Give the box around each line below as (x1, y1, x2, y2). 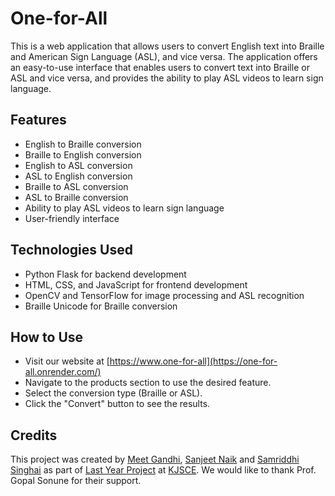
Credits (10, 427, 58, 444)
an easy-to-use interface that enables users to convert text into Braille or (10, 61, 310, 73)
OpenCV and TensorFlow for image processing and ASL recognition (24, 289, 305, 301)
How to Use (10, 328, 84, 346)
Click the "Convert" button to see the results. (24, 398, 211, 410)
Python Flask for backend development (24, 268, 187, 280)
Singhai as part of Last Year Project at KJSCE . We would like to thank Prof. (10, 464, 317, 476)
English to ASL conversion (24, 159, 133, 171)
